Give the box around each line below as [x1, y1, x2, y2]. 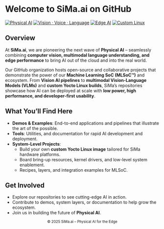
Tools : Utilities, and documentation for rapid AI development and [12, 130, 143, 136]
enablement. [19, 162, 45, 168]
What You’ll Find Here [5, 107, 72, 116]
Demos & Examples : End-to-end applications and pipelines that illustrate [12, 120, 159, 126]
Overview [5, 34, 36, 42]
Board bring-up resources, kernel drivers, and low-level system [19, 156, 148, 162]
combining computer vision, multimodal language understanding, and [5, 52, 150, 58]
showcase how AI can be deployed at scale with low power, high [5, 87, 136, 94]
